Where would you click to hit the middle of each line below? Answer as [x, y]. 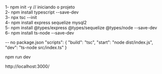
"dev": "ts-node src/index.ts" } [36, 47]
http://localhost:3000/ [27, 66]
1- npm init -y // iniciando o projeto [40, 7]
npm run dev [18, 57]
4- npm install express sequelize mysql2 [46, 22]
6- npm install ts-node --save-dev [40, 33]
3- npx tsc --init [21, 17]
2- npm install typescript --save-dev [42, 12]
